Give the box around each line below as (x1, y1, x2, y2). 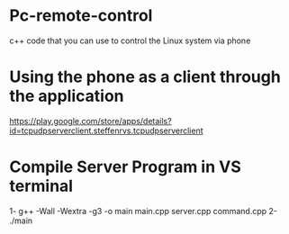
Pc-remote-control (9, 5, 153, 26)
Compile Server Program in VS (9, 157, 241, 177)
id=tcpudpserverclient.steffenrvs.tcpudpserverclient (9, 125, 204, 136)
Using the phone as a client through (9, 67, 281, 87)
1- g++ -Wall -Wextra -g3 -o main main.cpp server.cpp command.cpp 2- (9, 205, 277, 216)
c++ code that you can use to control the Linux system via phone (9, 35, 251, 46)
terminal (9, 176, 74, 196)
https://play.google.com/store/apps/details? (9, 115, 173, 126)
